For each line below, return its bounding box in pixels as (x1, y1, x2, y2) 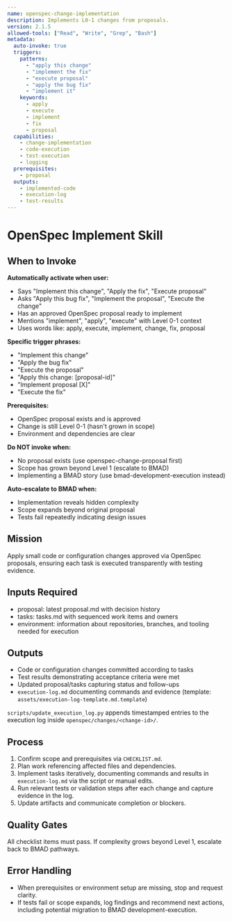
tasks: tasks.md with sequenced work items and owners (17, 612, 179, 621)
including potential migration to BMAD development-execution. (17, 905, 198, 914)
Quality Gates (7, 819, 68, 831)
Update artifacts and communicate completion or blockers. (17, 799, 186, 807)
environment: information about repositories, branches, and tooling (17, 619, 210, 628)
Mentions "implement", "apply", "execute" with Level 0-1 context (17, 317, 202, 325)
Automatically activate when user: (7, 274, 109, 282)
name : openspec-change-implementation (7, 10, 119, 17)
